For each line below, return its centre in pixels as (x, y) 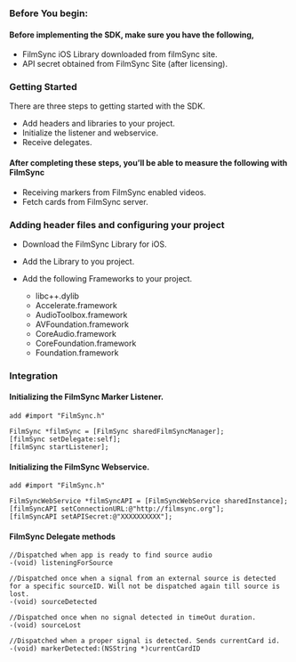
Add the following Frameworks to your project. (107, 278)
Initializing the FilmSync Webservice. (80, 467)
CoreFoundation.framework (86, 343)
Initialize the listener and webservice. (90, 133)
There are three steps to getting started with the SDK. (108, 106)
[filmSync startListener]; (59, 447)
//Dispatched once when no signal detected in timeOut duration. (132, 617)
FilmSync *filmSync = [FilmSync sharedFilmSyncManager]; (117, 432)
